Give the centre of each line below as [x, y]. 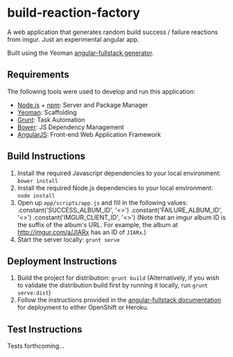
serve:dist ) [34, 292]
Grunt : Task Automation [51, 119]
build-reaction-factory [74, 13]
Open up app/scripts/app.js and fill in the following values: [103, 202]
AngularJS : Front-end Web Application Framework [89, 134]
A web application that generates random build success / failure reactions [113, 32]
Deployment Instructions [62, 261]
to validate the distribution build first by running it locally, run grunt [112, 285]
